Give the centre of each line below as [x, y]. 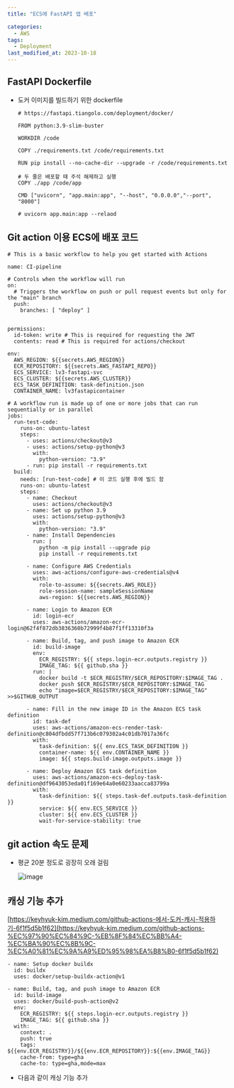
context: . [36, 1033]
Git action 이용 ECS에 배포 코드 [73, 237]
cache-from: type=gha [52, 1057]
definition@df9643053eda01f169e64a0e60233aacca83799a [89, 784]
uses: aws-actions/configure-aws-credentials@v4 [106, 572]
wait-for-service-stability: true [90, 820]
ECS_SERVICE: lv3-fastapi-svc [58, 372]
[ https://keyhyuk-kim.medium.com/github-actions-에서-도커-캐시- [103, 919]
